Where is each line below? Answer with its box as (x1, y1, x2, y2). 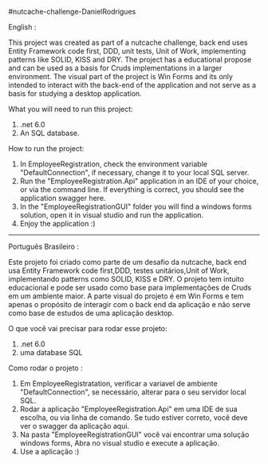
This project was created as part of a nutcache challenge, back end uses (8, 38, 248, 47)
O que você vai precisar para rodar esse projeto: (8, 324, 167, 333)
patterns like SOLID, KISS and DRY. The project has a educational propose (8, 55, 252, 64)
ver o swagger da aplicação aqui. (19, 422, 130, 430)
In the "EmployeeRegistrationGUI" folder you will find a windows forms (19, 202, 253, 211)
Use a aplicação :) (19, 447, 80, 456)
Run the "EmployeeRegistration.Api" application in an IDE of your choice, (19, 176, 259, 186)
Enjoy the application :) (19, 219, 96, 228)
